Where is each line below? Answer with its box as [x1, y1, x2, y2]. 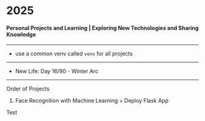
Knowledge [6, 31, 37, 38]
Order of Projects [6, 85, 50, 92]
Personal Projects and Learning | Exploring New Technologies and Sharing [6, 24, 199, 31]
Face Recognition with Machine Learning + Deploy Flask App [15, 97, 169, 105]
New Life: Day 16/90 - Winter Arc [15, 68, 99, 75]
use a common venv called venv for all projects [15, 50, 133, 57]
